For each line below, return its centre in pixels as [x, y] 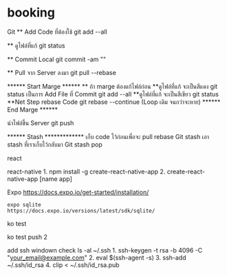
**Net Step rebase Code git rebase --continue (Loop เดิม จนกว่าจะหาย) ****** [114, 102]
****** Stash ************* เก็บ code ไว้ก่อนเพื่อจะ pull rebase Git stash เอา [108, 136]
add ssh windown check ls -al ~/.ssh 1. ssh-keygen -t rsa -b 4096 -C [105, 250]
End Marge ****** [33, 109]
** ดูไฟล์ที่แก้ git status [36, 45]
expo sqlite [24, 204]
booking [31, 13]
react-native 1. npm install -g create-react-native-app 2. [86, 171]
